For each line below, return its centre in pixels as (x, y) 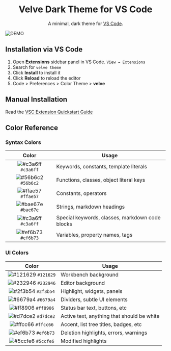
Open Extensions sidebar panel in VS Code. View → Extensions (79, 62)
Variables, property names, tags (94, 235)
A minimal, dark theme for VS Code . (85, 23)
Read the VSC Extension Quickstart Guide (49, 112)
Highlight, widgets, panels (91, 291)
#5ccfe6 (45, 341)
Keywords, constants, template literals (102, 167)
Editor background (83, 283)
